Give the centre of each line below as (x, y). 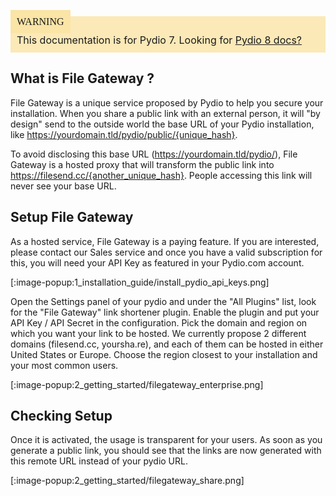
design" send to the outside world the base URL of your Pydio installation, (162, 124)
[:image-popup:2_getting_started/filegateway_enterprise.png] (137, 384)
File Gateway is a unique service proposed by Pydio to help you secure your (167, 102)
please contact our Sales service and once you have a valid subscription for (166, 252)
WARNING (40, 21)
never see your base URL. (63, 186)
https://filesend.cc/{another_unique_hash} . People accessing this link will (161, 175)
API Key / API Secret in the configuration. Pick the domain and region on (159, 322)
